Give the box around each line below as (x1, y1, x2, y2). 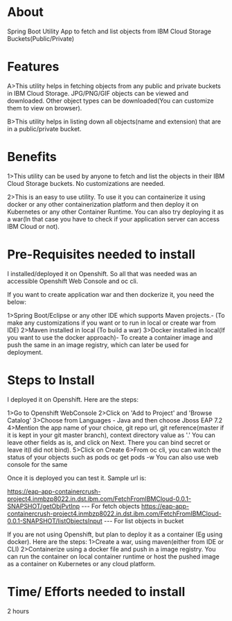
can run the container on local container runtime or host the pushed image (7, 552, 220, 561)
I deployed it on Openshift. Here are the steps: (7, 395, 139, 403)
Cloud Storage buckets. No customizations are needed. (7, 179, 166, 187)
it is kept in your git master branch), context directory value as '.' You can (7, 431, 216, 439)
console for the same (7, 460, 68, 468)
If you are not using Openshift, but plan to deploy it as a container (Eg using (7, 530, 223, 538)
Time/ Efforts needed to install (7, 584, 186, 599)
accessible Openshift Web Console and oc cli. (7, 277, 139, 285)
